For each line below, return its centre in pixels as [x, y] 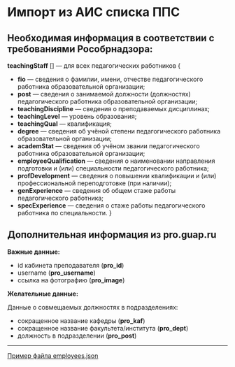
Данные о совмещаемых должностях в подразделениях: [93, 307]
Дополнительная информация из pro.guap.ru [112, 235]
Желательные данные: [43, 294]
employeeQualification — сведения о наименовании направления [116, 161]
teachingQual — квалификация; [64, 124]
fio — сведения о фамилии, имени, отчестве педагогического [110, 79]
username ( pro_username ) [56, 273]
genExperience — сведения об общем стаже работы [97, 190]
